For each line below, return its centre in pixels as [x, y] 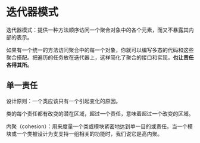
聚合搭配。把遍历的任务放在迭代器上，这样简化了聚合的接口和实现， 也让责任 [100, 57]
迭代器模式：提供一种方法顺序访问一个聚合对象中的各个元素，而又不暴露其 [97, 30]
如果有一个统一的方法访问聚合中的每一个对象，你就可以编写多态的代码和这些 [100, 50]
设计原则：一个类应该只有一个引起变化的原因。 [63, 101]
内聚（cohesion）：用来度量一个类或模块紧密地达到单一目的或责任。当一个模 [100, 126]
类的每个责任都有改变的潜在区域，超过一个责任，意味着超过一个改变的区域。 [100, 113]
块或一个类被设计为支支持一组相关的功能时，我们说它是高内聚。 [84, 133]
